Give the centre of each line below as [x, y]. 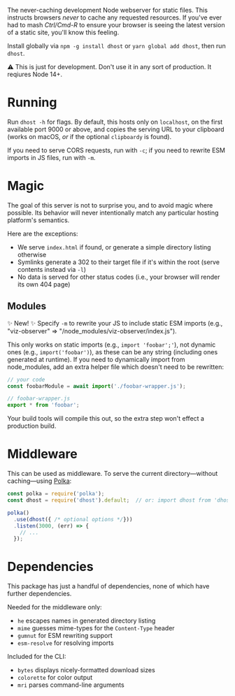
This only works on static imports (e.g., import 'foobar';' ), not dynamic [112, 345]
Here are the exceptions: [43, 233]
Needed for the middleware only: [55, 607]
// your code [26, 379]
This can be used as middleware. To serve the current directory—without [113, 474]
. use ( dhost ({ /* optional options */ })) [73, 519]
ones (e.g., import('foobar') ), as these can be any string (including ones [113, 351]
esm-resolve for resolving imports [65, 643]
